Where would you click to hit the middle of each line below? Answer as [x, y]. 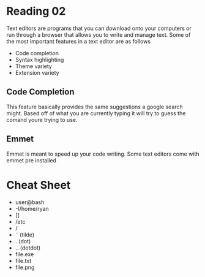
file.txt [23, 260]
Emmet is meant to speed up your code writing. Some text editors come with [103, 154]
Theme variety [33, 66]
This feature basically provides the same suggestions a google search [95, 107]
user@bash [30, 202]
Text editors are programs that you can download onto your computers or [99, 28]
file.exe [24, 254]
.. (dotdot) [28, 248]
